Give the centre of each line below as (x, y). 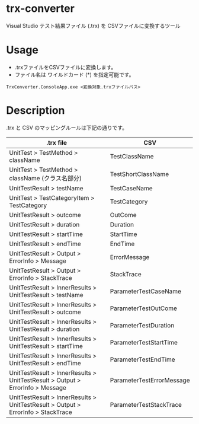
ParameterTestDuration (142, 325)
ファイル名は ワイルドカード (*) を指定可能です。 (74, 74)
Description (36, 111)
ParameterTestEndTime (143, 359)
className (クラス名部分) (45, 178)
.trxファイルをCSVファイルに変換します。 (65, 67)
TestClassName (132, 156)
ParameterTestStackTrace (146, 404)
